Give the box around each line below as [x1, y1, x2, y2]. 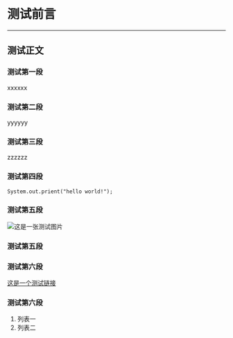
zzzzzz [7, 153, 28, 162]
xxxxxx [7, 83, 28, 92]
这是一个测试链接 [7, 279, 56, 287]
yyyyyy [7, 118, 28, 126]
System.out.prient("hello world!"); [7, 188, 113, 195]
